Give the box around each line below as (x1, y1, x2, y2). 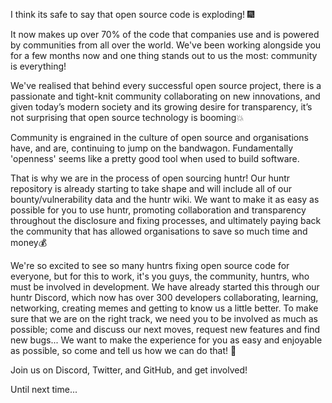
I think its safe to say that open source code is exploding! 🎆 (10, 9, 255, 20)
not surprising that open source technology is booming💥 (10, 112, 245, 123)
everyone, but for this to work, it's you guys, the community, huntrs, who (10, 270, 310, 282)
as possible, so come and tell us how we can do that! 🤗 (10, 345, 237, 356)
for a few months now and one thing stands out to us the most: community (10, 50, 318, 61)
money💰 (10, 237, 48, 248)
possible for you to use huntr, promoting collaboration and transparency (10, 204, 307, 216)
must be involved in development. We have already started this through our (10, 281, 320, 293)
